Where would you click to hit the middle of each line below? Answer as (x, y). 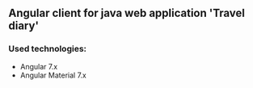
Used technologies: (48, 49)
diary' (23, 26)
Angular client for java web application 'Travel (126, 13)
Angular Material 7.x (53, 75)
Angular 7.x (39, 66)
